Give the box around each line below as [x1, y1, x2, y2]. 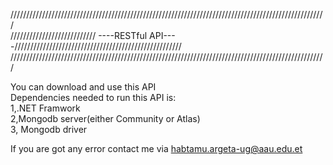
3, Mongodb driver [10, 124, 88, 135]
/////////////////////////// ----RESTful [10, 30, 148, 41]
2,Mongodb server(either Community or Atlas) [10, 113, 201, 124]
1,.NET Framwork [10, 102, 81, 114]
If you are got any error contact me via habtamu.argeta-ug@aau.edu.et [10, 143, 303, 154]
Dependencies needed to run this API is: [10, 92, 177, 103]
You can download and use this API [10, 81, 157, 93]
